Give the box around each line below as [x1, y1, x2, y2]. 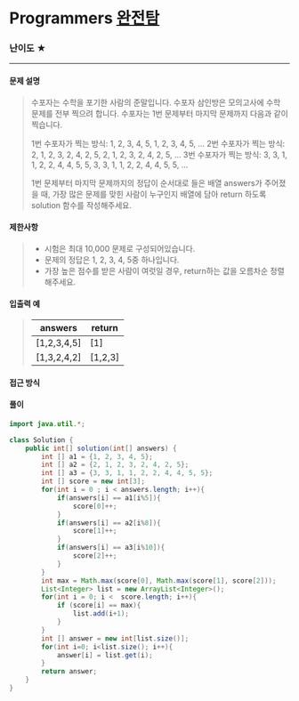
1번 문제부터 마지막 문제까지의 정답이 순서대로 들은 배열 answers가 [30, 177, 263, 188]
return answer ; [41, 667, 98, 676]
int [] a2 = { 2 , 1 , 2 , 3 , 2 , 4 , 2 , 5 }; [41, 460, 190, 470]
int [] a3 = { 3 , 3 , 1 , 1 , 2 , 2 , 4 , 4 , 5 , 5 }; [41, 469, 214, 478]
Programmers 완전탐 [9, 8, 160, 28]
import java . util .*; [9, 419, 86, 428]
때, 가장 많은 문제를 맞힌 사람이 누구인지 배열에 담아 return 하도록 [40, 189, 267, 199]
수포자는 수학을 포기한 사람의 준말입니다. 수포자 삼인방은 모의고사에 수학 [30, 97, 281, 108]
